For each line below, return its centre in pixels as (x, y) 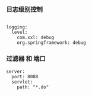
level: (20, 33)
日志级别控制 (25, 9)
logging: (17, 27)
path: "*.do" (33, 87)
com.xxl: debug (36, 38)
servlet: (22, 82)
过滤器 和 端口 (26, 59)
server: (16, 71)
